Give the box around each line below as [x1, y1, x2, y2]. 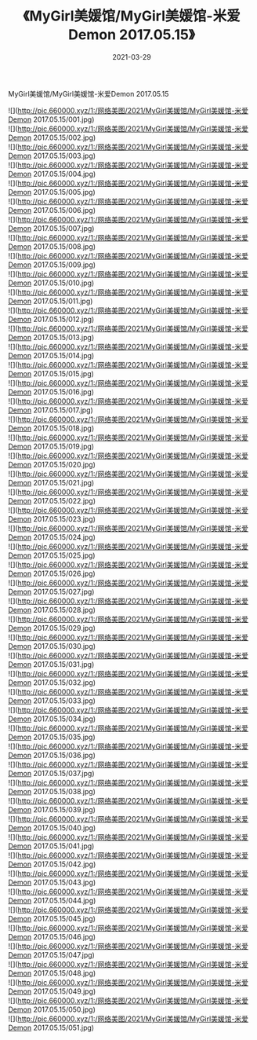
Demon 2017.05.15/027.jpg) [8, 587, 95, 596]
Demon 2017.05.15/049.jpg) [8, 987, 96, 996]
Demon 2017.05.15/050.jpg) [8, 1005, 96, 1014]
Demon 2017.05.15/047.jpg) [8, 950, 96, 959]
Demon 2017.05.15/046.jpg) [8, 932, 96, 941]
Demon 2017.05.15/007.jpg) [8, 223, 95, 233]
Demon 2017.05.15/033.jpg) [8, 696, 96, 705]
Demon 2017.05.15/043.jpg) [8, 877, 96, 887]
